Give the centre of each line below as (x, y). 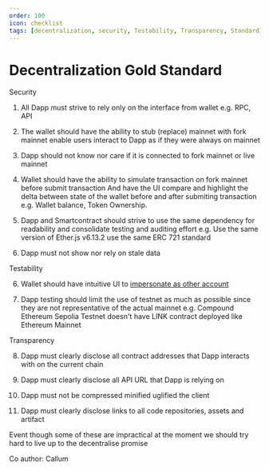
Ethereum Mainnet (51, 325)
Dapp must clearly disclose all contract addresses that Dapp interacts (135, 356)
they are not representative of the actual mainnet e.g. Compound (127, 308)
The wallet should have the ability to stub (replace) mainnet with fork (133, 132)
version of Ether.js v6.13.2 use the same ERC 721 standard (115, 237)
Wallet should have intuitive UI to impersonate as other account (125, 284)
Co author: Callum (39, 459)
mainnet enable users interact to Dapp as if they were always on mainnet (140, 140)
